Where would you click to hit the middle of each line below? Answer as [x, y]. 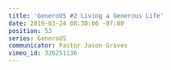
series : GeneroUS [38, 38]
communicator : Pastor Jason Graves [68, 46]
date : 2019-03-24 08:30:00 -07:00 [67, 23]
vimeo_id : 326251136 [43, 53]
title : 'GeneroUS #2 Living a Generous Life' [86, 16]
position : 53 [30, 31]
